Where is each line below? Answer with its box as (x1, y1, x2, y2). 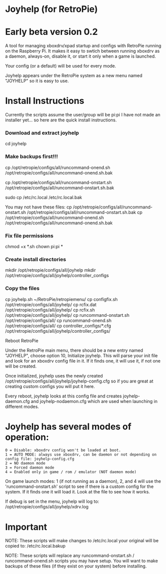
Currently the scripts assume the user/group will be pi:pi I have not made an (5, 112, 161, 118)
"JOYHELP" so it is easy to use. (5, 78, 69, 84)
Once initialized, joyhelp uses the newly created (5, 373, 103, 379)
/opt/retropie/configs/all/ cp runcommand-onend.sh (5, 317, 112, 323)
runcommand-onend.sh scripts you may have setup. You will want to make (5, 558, 158, 564)
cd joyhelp (5, 141, 27, 147)
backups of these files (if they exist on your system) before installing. (5, 563, 147, 569)
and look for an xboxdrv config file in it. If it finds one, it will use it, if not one (5, 358, 161, 364)
